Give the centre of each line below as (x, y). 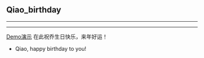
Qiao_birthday (34, 10)
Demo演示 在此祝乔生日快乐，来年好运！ (57, 36)
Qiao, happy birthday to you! (51, 48)
